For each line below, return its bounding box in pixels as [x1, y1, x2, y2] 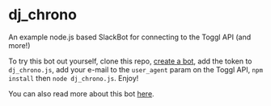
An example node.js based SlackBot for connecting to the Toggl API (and [8, 32, 252, 42]
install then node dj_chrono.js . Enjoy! [8, 73, 139, 83]
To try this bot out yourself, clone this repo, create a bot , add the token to [8, 56, 252, 66]
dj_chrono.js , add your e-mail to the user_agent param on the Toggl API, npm [8, 64, 264, 74]
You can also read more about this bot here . [8, 88, 155, 98]
